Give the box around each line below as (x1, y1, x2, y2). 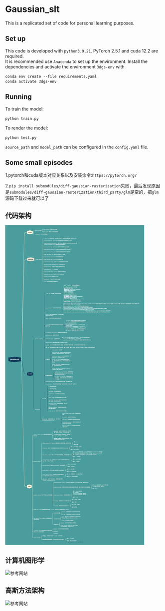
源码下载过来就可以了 (5, 195, 49, 201)
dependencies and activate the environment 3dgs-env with (5, 63, 125, 69)
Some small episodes (5, 158, 73, 167)
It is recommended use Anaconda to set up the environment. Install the (5, 58, 148, 64)
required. (5, 53, 24, 59)
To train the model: (5, 106, 44, 112)
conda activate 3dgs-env (5, 79, 57, 84)
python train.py (5, 116, 39, 121)
